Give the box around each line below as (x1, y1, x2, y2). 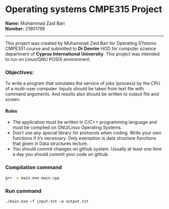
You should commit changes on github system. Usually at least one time (12, 146, 162, 152)
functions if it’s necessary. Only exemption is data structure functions (12, 135, 156, 141)
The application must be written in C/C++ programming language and (12, 119, 157, 125)
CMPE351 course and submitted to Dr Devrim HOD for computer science (5, 45, 156, 51)
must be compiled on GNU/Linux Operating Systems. (12, 125, 122, 131)
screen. (5, 96, 21, 102)
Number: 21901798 (5, 25, 45, 31)
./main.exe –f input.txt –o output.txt (5, 198, 89, 204)
